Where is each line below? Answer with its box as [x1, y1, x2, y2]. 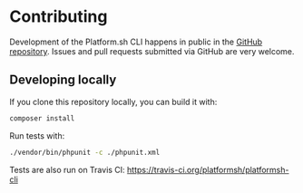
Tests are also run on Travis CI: [9, 164, 125, 175]
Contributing [9, 6, 108, 27]
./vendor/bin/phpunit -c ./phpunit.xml [9, 148, 161, 157]
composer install [9, 113, 75, 123]
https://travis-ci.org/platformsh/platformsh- [126, 164, 289, 175]
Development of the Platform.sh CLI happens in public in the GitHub [9, 36, 263, 47]
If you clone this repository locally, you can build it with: [9, 96, 218, 107]
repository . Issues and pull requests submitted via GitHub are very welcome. [9, 45, 295, 56]
